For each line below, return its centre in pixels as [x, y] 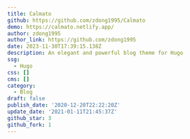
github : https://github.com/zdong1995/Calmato [76, 20]
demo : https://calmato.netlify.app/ [61, 27]
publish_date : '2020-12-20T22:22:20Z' [64, 105]
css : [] [19, 72]
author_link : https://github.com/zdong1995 [72, 40]
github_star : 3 [29, 118]
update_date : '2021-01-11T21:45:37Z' [62, 112]
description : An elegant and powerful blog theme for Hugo [95, 53]
